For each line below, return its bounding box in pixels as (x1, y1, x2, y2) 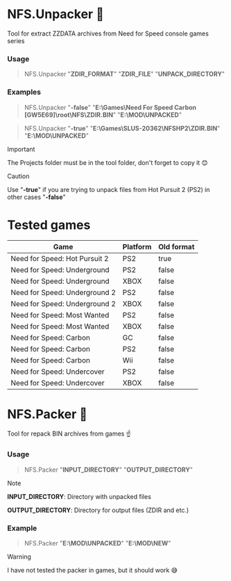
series (7, 36, 25, 45)
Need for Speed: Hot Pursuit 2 (10, 254, 109, 264)
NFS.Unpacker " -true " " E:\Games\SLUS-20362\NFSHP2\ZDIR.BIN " (24, 124, 221, 132)
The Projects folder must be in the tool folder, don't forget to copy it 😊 (7, 158, 208, 166)
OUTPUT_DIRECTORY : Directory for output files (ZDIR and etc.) (7, 506, 189, 514)
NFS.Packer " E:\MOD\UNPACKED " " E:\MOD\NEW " (24, 539, 171, 547)
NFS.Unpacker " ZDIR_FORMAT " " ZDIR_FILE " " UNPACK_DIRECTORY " (24, 70, 225, 79)
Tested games (7, 217, 91, 232)
